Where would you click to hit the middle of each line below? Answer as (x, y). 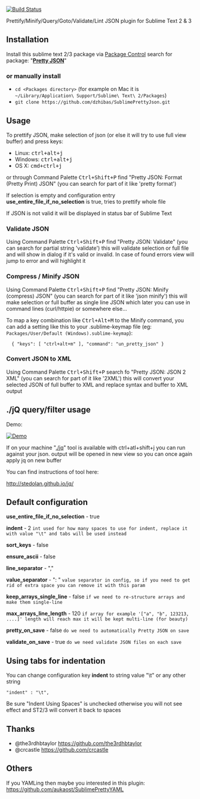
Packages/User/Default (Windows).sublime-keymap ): (70, 333)
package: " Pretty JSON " (36, 60)
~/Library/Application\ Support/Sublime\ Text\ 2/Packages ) (91, 95)
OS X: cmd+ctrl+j (39, 165)
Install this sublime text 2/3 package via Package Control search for (89, 54)
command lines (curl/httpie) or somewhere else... (67, 308)
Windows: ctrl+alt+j (44, 159)
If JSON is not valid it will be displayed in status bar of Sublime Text (89, 213)
